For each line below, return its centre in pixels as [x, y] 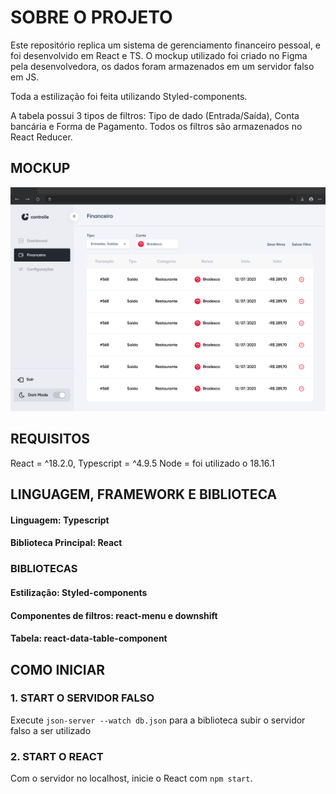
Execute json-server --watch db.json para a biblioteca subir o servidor [158, 720]
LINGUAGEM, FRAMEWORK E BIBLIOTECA [144, 494]
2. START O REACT [57, 756]
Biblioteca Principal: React [66, 543]
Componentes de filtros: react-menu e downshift [114, 615]
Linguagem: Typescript [60, 520]
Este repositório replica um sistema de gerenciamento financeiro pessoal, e [166, 45]
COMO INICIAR [58, 669]
